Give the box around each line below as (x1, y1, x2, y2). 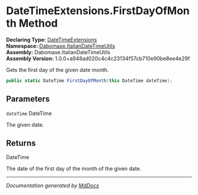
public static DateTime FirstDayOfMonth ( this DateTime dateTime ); (6, 78, 173, 84)
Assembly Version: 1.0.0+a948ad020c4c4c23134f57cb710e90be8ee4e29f (6, 55, 190, 62)
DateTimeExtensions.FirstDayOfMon (6, 4, 190, 18)
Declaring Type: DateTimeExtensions (6, 36, 97, 43)
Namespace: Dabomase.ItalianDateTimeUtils (6, 42, 115, 49)
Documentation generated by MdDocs (6, 182, 99, 189)
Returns (6, 138, 37, 148)
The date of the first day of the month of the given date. (6, 165, 141, 172)
